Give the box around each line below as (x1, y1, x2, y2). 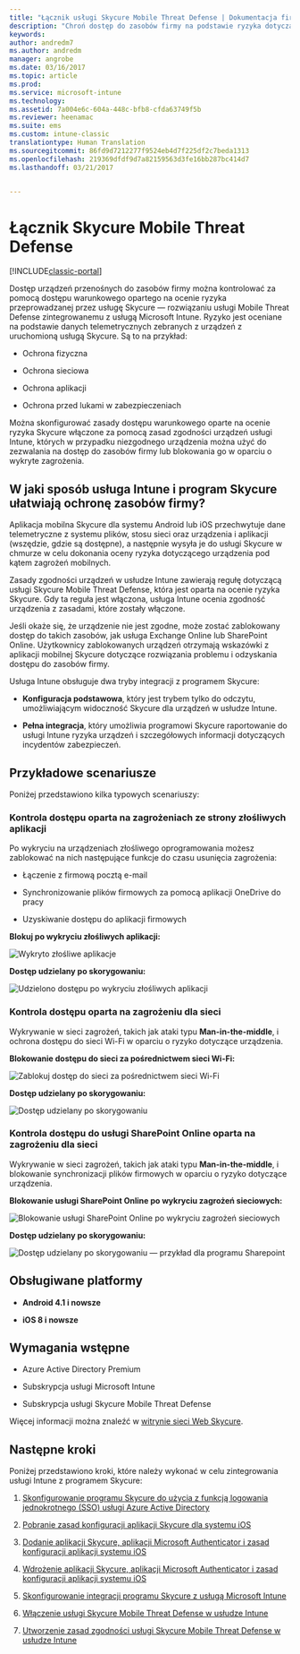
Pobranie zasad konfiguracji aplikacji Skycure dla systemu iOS (21, 1520, 252, 1530)
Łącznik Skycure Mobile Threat (9, 217, 246, 237)
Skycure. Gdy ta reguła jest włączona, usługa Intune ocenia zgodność (9, 594, 266, 604)
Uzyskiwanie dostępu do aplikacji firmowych (21, 914, 187, 925)
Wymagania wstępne (9, 1341, 130, 1356)
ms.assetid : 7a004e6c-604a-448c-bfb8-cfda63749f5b (9, 105, 202, 114)
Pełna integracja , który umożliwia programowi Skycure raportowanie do (21, 720, 288, 731)
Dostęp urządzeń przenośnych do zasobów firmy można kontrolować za (9, 283, 277, 294)
